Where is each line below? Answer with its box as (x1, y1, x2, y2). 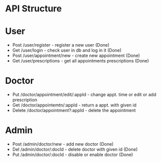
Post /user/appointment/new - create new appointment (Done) (12, 53, 140, 58)
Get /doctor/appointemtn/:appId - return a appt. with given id (12, 102, 137, 108)
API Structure (5, 3, 62, 14)
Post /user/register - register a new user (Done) (12, 42, 110, 48)
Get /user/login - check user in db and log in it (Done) (12, 48, 122, 54)
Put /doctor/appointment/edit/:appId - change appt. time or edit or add (12, 92, 157, 98)
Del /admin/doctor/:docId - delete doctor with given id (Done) (12, 147, 138, 152)
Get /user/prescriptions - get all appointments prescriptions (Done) (12, 58, 150, 64)
